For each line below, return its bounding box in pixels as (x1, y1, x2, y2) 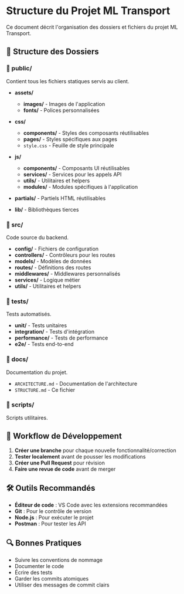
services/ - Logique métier (14, 276, 80, 283)
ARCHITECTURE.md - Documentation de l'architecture (14, 380, 138, 387)
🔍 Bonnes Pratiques (6, 538, 82, 548)
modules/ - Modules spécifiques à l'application (23, 183, 138, 190)
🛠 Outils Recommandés (6, 483, 96, 493)
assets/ (14, 89, 34, 96)
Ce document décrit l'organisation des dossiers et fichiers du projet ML (6, 23, 178, 30)
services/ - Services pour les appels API (23, 171, 122, 178)
